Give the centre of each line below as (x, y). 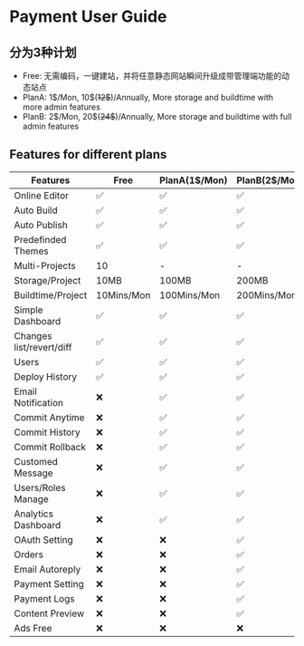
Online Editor (42, 195)
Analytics (34, 514)
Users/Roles (40, 487)
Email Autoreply (47, 569)
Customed (36, 461)
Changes (33, 335)
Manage (32, 498)
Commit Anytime (49, 417)
